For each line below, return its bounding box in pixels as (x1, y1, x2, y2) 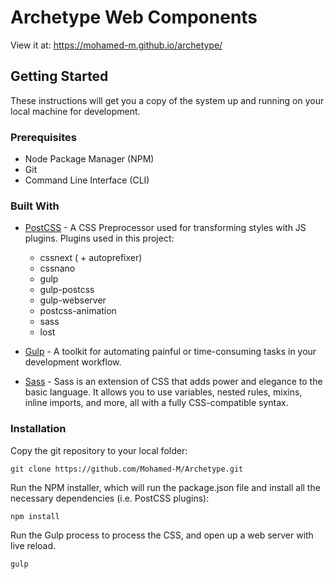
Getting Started (10, 68, 109, 85)
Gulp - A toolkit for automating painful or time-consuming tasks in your (24, 346, 317, 358)
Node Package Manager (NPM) (24, 153, 155, 165)
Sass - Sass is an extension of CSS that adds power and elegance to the (24, 376, 323, 388)
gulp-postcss (39, 284, 95, 296)
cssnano (39, 262, 76, 275)
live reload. (10, 539, 57, 551)
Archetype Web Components (10, 6, 258, 29)
